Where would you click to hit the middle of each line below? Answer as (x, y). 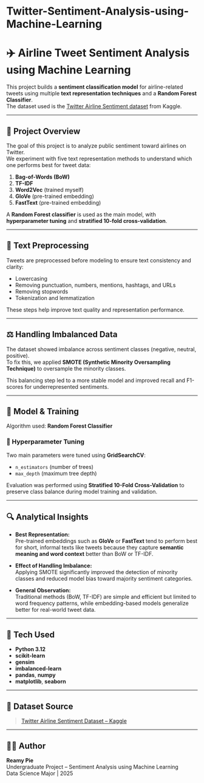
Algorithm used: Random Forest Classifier (59, 426)
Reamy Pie (20, 760)
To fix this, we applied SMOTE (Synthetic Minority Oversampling (89, 362)
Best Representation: (42, 535)
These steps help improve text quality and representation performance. (96, 309)
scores (15, 386)
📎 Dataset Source (40, 706)
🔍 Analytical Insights (47, 517)
